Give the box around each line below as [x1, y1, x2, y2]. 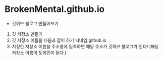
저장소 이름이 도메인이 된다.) [11, 50, 67, 56]
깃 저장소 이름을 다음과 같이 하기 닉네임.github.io [11, 37, 107, 43]
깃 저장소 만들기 [11, 31, 43, 37]
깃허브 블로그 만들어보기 [11, 20, 59, 26]
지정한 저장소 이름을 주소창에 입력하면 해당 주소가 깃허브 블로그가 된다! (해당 [11, 43, 159, 49]
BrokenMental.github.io [4, 3, 105, 15]
